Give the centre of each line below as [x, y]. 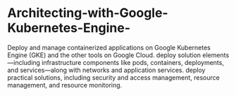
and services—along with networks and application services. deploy [106, 70]
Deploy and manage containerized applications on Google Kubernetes [109, 47]
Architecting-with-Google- [88, 13]
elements [216, 55]
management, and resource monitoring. [65, 85]
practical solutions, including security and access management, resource [113, 77]
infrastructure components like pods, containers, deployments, [133, 62]
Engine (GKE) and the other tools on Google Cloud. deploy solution [104, 55]
